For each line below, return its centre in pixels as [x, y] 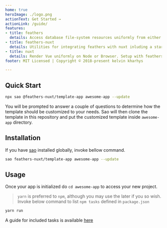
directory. [23, 122]
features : [15, 28]
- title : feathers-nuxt [30, 42]
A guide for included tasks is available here [49, 221]
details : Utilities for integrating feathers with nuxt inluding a [81, 47]
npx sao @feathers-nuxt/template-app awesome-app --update [68, 97]
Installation [23, 138]
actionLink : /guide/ [27, 24]
